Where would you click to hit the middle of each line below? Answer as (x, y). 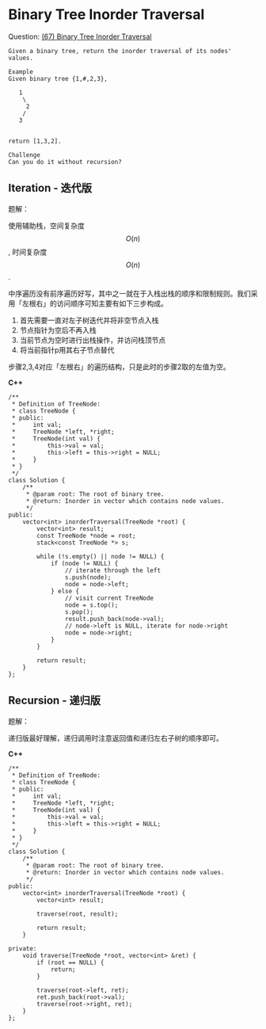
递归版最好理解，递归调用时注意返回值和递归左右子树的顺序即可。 (116, 737)
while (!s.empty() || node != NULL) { (101, 556)
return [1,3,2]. (35, 141)
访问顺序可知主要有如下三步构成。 (112, 303)
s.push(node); (88, 577)
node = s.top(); (91, 605)
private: (23, 948)
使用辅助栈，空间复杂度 (46, 225)
